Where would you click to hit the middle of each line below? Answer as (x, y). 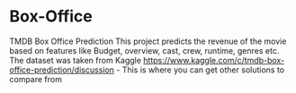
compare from (36, 79)
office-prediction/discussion (62, 70)
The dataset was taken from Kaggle (76, 60)
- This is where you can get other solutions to (201, 70)
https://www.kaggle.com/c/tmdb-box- (214, 60)
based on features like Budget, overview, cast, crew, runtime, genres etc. (144, 50)
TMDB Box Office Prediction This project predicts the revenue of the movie (148, 41)
